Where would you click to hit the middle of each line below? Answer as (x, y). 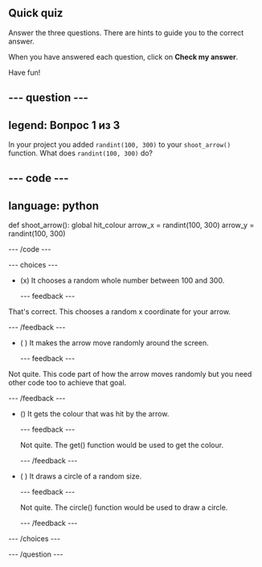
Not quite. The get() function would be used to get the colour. (121, 445)
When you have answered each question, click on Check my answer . (123, 56)
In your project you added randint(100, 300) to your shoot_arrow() (120, 145)
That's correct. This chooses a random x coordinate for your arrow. (120, 312)
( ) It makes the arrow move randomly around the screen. (114, 343)
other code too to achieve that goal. (68, 383)
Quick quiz (36, 13)
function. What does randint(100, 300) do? (81, 153)
